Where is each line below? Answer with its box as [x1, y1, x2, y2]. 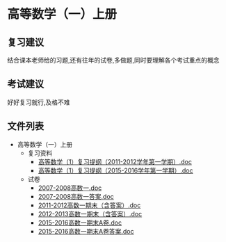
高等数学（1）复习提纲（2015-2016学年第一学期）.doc [38, 166, 193, 175]
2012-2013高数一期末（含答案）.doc [38, 209, 143, 218]
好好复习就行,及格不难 [7, 98, 71, 106]
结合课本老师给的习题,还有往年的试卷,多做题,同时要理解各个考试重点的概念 [7, 56, 220, 64]
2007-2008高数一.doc [38, 184, 102, 192]
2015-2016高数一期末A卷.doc [38, 218, 122, 227]
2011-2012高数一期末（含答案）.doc [38, 201, 141, 209]
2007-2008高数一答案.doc [38, 192, 115, 200]
